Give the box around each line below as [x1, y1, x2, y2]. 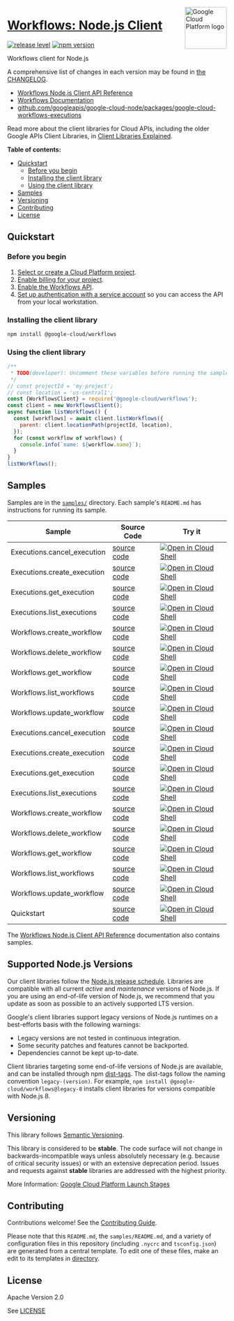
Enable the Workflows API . [17, 283, 94, 291]
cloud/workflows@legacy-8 [7, 1086, 82, 1093]
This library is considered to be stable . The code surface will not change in [7, 1144, 223, 1152]
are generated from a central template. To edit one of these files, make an [7, 1247, 219, 1255]
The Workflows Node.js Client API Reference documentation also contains [7, 931, 220, 939]
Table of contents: [7, 145, 61, 154]
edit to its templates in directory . [7, 1254, 100, 1263]
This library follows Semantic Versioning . [7, 1130, 125, 1139]
